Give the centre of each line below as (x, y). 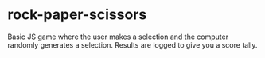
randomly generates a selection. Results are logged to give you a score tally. (132, 44)
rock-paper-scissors (77, 15)
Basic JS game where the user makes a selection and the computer (118, 37)
